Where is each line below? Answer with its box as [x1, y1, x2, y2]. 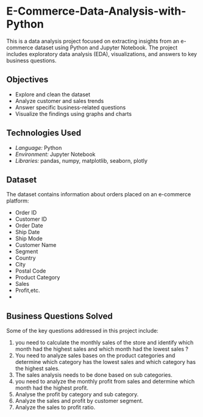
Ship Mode [15, 235, 43, 242]
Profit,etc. [15, 287, 40, 294]
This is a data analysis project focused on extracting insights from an [6, 37, 180, 45]
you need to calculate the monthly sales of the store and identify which [15, 339, 194, 346]
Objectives [6, 74, 49, 85]
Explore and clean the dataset [15, 90, 90, 98]
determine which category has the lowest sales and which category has [15, 358, 196, 366]
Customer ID [15, 215, 48, 223]
